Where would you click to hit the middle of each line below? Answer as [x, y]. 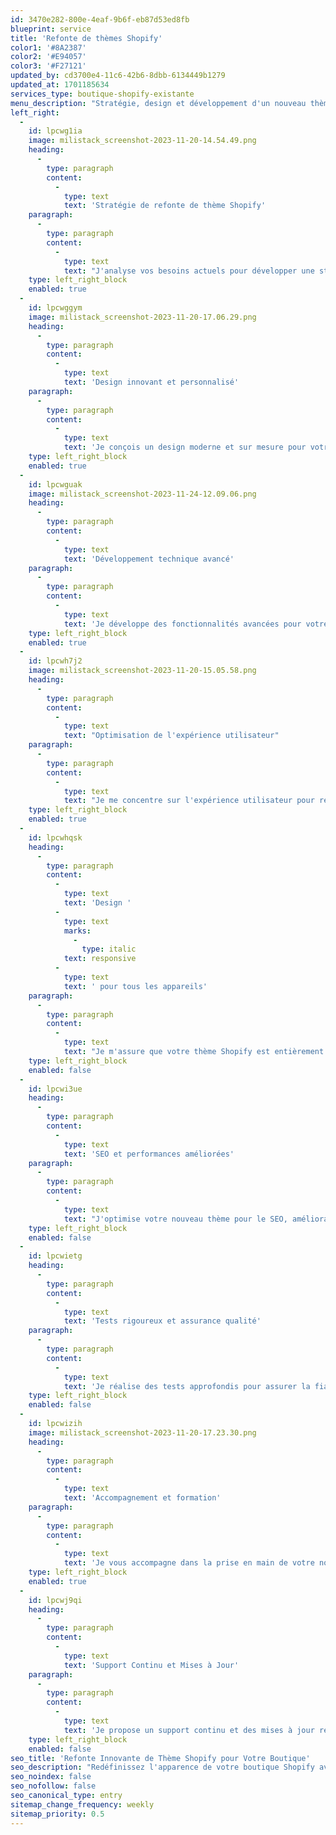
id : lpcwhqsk [55, 837]
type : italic [109, 949]
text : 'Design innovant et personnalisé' [151, 382]
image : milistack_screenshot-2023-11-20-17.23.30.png [142, 1432]
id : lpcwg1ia [55, 131]
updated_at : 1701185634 [60, 85]
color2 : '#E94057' [48, 57]
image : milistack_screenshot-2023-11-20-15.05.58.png [142, 671]
